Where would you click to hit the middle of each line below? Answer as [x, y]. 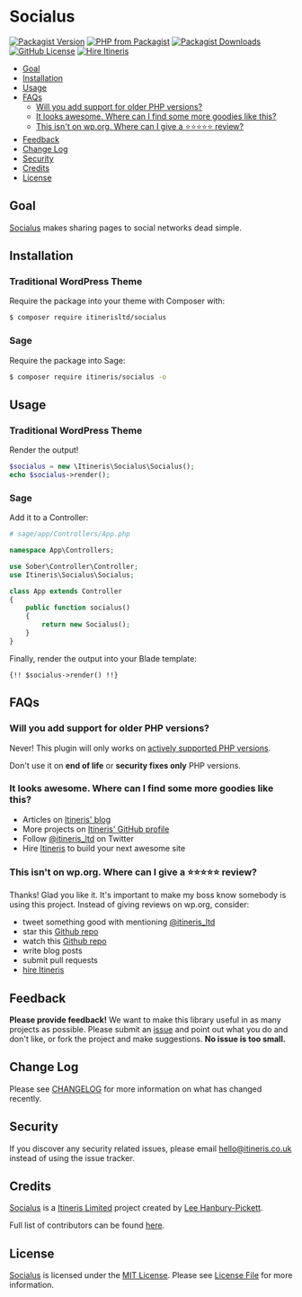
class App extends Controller [66, 591]
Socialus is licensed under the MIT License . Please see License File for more [151, 1275]
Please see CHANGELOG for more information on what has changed [136, 1089]
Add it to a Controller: [49, 518]
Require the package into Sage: [67, 360]
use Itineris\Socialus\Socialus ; [72, 575]
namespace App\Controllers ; [62, 551]
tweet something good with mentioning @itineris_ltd [119, 922]
